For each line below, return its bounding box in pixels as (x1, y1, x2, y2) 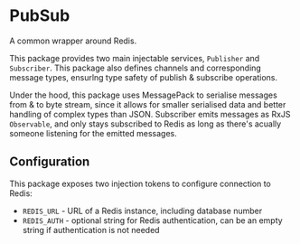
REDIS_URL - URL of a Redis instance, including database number (22, 205, 263, 216)
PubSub (9, 5, 70, 26)
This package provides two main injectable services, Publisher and (9, 52, 260, 63)
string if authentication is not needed (22, 224, 160, 235)
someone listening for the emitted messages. (9, 127, 178, 138)
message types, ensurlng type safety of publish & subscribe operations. (9, 71, 278, 82)
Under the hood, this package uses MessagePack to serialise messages (9, 89, 277, 100)
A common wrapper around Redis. (9, 35, 137, 46)
